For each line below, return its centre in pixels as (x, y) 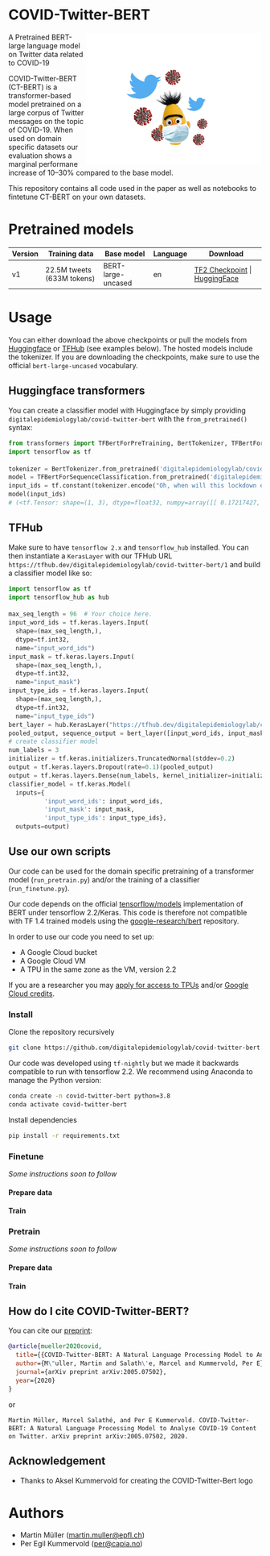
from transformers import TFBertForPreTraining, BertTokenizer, (118, 443)
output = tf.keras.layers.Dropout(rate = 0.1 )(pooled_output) (111, 767)
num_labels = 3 (34, 750)
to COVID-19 (29, 63)
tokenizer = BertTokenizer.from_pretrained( (84, 469)
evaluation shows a (40, 156)
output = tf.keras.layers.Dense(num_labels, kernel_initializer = (120, 775)
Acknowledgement (57, 1461)
